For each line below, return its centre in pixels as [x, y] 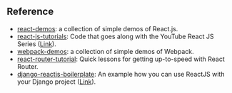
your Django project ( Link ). [56, 82]
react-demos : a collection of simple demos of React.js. [97, 28]
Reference [30, 12]
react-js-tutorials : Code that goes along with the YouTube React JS [115, 36]
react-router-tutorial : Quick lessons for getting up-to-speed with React [121, 59]
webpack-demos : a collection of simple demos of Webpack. [105, 51]
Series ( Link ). [36, 44]
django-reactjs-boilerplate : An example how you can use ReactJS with [121, 74]
